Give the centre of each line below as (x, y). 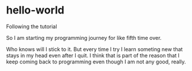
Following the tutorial (32, 26)
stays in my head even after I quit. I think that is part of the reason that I (93, 55)
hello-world (35, 10)
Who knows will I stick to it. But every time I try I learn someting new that (95, 49)
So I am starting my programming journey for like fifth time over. (84, 38)
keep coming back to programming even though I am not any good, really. (96, 62)
